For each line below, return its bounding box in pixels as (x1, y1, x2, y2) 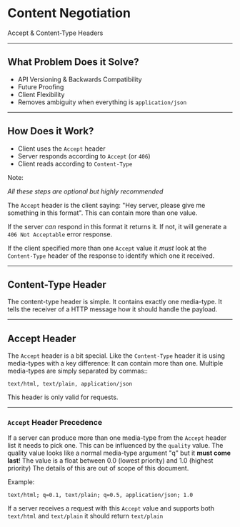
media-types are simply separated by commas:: (7, 366, 149, 376)
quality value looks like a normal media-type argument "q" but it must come (7, 448, 231, 458)
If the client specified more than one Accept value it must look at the (7, 244, 207, 252)
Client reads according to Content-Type (17, 159, 133, 168)
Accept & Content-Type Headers (7, 29, 104, 37)
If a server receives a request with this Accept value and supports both (7, 504, 214, 513)
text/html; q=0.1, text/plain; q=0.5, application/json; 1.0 (7, 491, 194, 499)
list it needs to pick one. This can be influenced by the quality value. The (7, 441, 224, 450)
